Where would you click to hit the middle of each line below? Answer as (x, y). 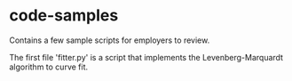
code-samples (64, 16)
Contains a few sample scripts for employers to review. (110, 40)
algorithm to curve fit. (49, 67)
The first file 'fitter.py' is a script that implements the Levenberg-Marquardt (146, 57)
